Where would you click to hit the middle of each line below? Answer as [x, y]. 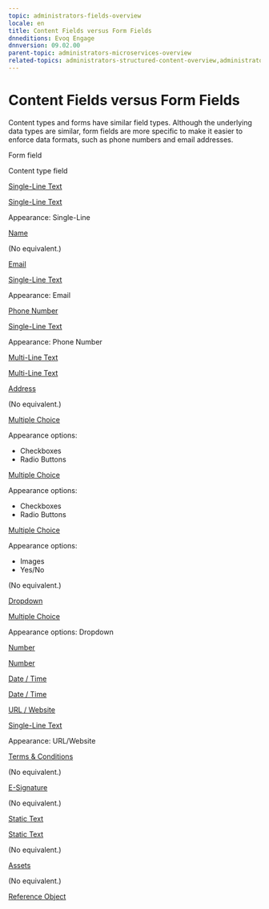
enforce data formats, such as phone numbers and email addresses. [121, 139]
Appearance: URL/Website [52, 740]
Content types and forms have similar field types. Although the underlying [130, 122]
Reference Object [37, 896]
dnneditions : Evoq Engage [51, 38]
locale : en [26, 23]
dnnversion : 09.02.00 [44, 46]
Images [32, 561]
